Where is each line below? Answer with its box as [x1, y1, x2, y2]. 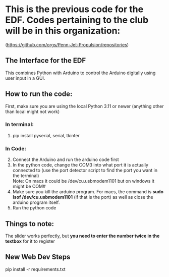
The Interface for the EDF [5, 57, 86, 65]
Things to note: [5, 219, 54, 228]
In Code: [5, 145, 27, 152]
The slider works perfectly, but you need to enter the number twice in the [5, 233, 160, 239]
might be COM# [12, 183, 46, 190]
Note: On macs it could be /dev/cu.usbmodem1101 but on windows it [12, 178, 155, 184]
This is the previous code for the [5, 4, 144, 15]
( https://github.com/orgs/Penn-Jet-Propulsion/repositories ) [5, 41, 129, 47]
